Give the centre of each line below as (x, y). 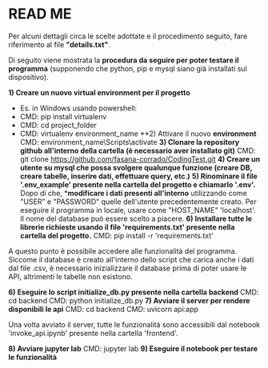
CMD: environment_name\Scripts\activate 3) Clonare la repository (130, 142)
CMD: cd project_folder (58, 125)
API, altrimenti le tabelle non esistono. (71, 276)
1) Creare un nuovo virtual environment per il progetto (99, 92)
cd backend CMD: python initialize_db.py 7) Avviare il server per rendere (129, 300)
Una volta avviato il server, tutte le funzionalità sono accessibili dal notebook (134, 324)
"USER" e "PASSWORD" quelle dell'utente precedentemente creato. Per (138, 202)
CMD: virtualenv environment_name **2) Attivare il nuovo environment (138, 134)
